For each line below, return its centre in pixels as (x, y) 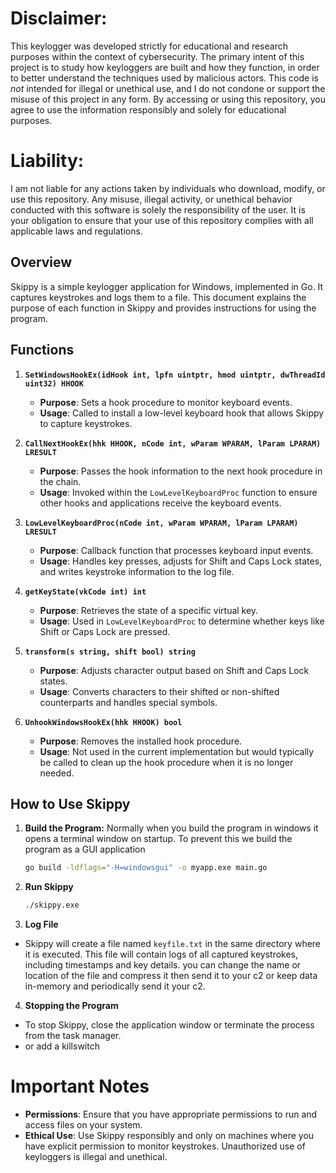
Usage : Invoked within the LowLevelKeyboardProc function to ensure (178, 492)
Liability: (47, 161)
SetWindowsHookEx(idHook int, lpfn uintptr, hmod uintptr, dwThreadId (175, 375)
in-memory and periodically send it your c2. (115, 986)
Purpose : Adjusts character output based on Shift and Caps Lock (174, 670)
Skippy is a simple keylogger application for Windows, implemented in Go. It (167, 286)
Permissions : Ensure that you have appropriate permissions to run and (171, 1114)
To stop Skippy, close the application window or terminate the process (169, 1025)
